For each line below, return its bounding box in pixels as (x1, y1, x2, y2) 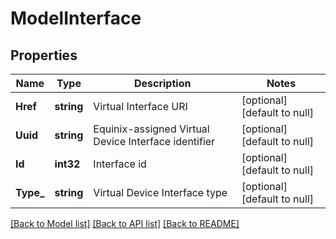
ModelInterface (10, 7, 142, 30)
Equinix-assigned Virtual (93, 122, 210, 136)
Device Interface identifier (93, 135, 216, 148)
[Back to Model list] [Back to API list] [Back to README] (10, 218, 240, 229)
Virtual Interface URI (93, 100, 188, 113)
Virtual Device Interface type (93, 186, 228, 199)
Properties (10, 47, 78, 64)
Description (133, 77, 192, 90)
